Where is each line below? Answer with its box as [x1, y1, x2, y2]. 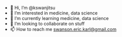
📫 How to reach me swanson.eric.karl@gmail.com [10, 26, 117, 32]
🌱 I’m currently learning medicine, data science [10, 15, 109, 21]
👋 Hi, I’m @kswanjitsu [10, 5, 56, 10]
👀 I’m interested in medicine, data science [10, 10, 98, 16]
